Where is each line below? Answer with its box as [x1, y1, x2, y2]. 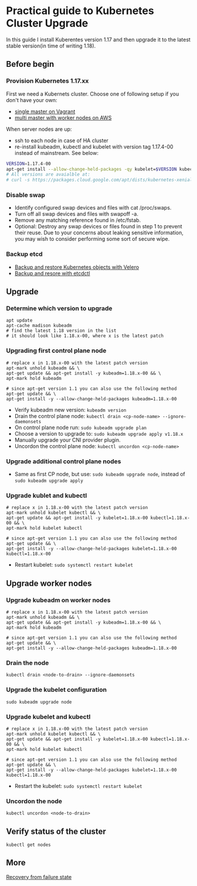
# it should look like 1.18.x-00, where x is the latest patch [6, 333, 164, 339]
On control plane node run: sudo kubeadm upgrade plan [14, 424, 147, 431]
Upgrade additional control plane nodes [6, 457, 121, 465]
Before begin [6, 59, 55, 69]
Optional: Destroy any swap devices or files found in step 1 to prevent [14, 223, 183, 230]
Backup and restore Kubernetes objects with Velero [14, 263, 140, 271]
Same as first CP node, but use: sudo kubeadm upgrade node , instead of [14, 471, 186, 477]
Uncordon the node [6, 797, 63, 805]
